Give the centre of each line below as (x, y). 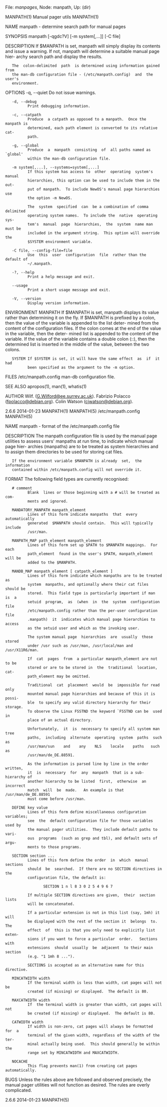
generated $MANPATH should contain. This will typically (90, 523)
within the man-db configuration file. (69, 159)
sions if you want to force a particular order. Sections (92, 939)
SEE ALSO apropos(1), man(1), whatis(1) (46, 386)
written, (14, 768)
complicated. (19, 1090)
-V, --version (26, 299)
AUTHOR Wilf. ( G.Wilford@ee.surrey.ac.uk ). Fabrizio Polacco (68, 396)
